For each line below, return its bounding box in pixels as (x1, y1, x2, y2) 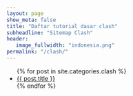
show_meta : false (6, 16, 57, 23)
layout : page (6, 10, 44, 17)
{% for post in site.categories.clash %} (16, 67, 127, 75)
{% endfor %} (16, 82, 57, 90)
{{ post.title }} (16, 74, 56, 82)
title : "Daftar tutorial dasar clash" (6, 23, 118, 29)
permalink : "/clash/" (6, 49, 69, 56)
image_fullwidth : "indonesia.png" (15, 42, 115, 49)
